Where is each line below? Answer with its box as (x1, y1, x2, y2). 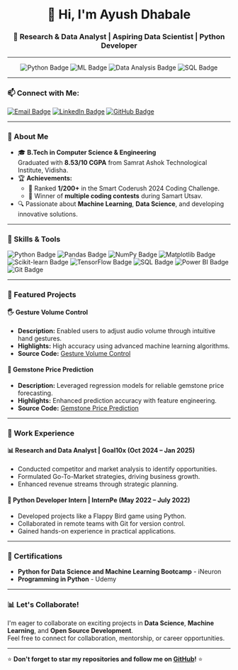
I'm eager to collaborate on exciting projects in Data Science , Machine (7, 618, 215, 627)
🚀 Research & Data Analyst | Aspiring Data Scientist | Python (13, 32, 225, 42)
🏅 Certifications (7, 551, 63, 561)
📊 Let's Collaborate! (7, 600, 79, 610)
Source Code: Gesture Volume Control (17, 349, 131, 357)
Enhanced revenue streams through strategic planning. (17, 480, 178, 488)
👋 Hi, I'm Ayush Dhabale (47, 6, 191, 23)
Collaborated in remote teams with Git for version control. (17, 519, 186, 528)
